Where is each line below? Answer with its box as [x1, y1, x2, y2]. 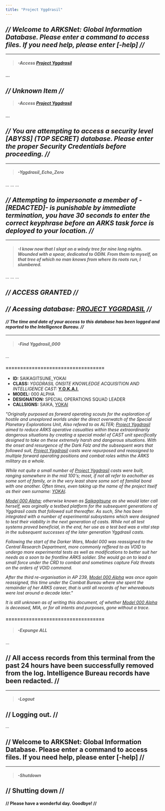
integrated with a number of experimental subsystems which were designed [5, 514, 160, 519]
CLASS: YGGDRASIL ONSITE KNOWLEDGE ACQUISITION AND [12, 381, 140, 387]
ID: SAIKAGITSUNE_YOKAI [12, 376, 67, 381]
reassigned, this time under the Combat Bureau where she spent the [5, 580, 144, 586]
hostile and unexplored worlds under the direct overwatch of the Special [5, 416, 152, 422]
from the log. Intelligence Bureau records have [5, 669, 150, 677]
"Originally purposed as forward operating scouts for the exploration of [5, 411, 150, 417]
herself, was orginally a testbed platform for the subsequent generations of [5, 503, 158, 509]
